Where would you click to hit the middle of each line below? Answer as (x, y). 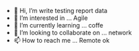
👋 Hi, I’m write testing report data (61, 11)
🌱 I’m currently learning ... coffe (58, 25)
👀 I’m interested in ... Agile (51, 18)
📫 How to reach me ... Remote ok (62, 40)
